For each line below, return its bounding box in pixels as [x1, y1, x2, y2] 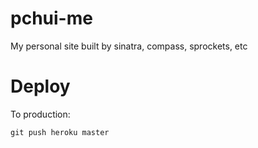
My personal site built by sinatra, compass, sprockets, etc [10, 40, 248, 52]
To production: [10, 108, 71, 120]
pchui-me [10, 7, 93, 30]
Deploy [10, 75, 71, 98]
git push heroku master [10, 127, 110, 137]
